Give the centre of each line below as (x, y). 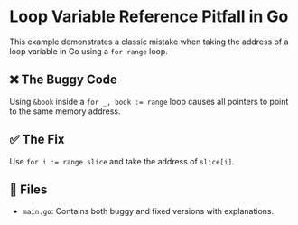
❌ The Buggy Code (63, 80)
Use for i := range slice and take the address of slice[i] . (122, 161)
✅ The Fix (37, 140)
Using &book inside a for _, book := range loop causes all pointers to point (149, 101)
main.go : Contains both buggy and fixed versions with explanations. (148, 211)
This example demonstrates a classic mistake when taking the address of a (149, 42)
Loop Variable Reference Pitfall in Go (149, 17)
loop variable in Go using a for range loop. (89, 51)
